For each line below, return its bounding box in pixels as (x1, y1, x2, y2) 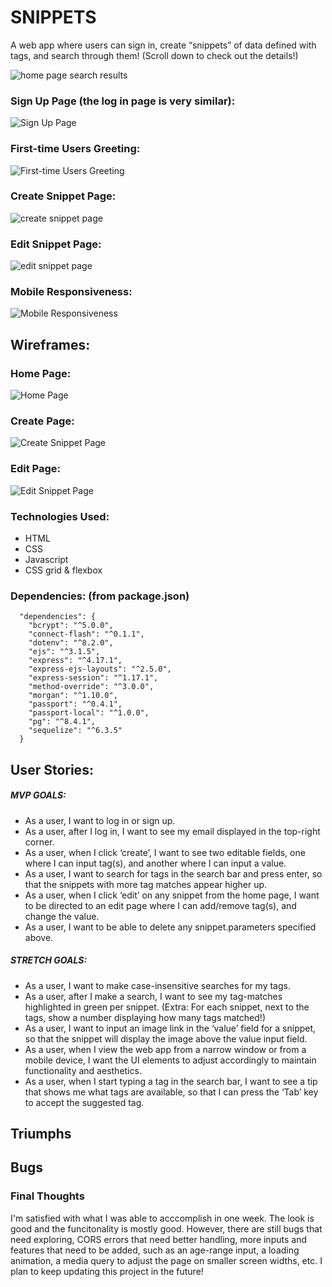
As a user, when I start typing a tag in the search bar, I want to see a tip (24, 1075, 318, 1087)
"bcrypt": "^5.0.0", (28, 621, 114, 631)
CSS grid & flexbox (24, 564, 103, 576)
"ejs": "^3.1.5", (28, 647, 101, 657)
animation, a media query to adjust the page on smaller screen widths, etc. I (10, 1254, 323, 1266)
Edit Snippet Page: (10, 237, 102, 251)
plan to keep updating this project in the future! (10, 1265, 204, 1277)
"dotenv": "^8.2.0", (28, 638, 114, 648)
